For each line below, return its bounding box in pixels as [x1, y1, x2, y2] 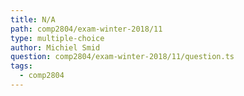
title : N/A [10, 14, 56, 25]
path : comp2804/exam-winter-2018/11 [10, 24, 163, 34]
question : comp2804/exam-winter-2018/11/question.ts [10, 52, 235, 62]
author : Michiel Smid [10, 42, 101, 53]
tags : [10, 61, 33, 71]
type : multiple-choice [10, 33, 105, 43]
